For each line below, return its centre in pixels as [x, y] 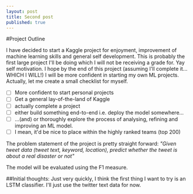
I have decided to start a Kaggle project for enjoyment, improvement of [92, 50]
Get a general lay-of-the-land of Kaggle [62, 99]
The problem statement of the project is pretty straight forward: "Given [91, 143]
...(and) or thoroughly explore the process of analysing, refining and [96, 119]
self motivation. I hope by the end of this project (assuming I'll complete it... [97, 69]
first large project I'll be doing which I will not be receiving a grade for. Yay [96, 63]
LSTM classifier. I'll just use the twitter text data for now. [74, 185]
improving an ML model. [44, 126]
